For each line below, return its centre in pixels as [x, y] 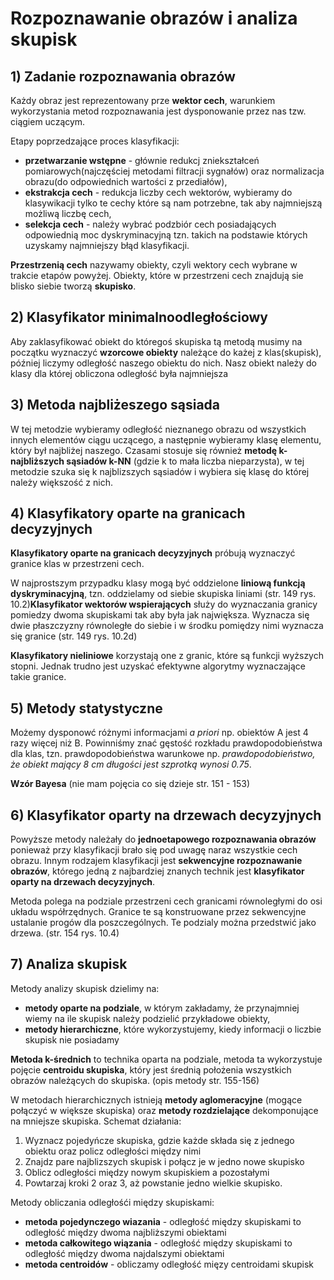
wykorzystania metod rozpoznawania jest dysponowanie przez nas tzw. [158, 111]
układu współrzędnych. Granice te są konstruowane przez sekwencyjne [158, 912]
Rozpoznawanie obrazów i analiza [154, 18]
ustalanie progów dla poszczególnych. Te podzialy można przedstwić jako [163, 923]
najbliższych [37, 461]
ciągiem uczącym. [48, 121]
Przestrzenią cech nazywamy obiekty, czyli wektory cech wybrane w [154, 265]
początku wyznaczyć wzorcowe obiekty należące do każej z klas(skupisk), [166, 352]
